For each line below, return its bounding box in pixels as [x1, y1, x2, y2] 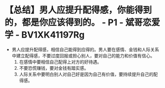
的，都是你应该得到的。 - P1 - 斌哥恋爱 [4, 17, 160, 28]
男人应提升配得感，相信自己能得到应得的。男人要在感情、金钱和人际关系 [11, 46, 159, 52]
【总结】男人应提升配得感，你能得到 [4, 4, 152, 16]
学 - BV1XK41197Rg [4, 29, 85, 41]
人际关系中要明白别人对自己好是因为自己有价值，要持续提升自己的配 [19, 71, 158, 77]
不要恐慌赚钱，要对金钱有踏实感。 [19, 65, 89, 71]
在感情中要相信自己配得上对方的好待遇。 [19, 59, 102, 65]
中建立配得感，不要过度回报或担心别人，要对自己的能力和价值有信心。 [11, 52, 155, 58]
